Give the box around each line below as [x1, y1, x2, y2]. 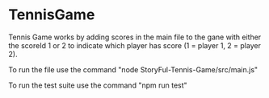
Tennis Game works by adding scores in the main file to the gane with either [8, 32, 262, 42]
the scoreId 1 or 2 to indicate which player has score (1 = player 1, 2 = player [8, 40, 261, 50]
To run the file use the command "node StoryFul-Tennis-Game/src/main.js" [8, 64, 258, 74]
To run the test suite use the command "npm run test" [8, 80, 187, 90]
